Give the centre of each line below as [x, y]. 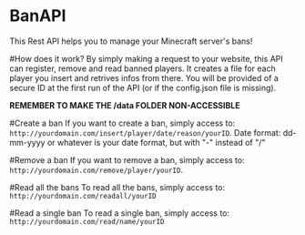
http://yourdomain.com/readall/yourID [83, 196]
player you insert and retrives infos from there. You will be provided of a [144, 77]
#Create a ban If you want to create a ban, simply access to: [122, 123]
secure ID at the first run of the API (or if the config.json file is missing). [143, 87]
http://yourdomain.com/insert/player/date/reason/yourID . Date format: [145, 132]
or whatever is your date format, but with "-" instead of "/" [156, 142]
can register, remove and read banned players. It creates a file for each [142, 68]
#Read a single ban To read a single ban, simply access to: [120, 213]
